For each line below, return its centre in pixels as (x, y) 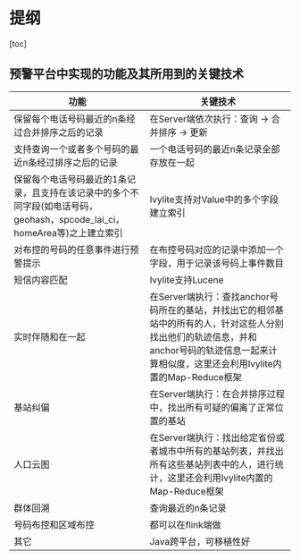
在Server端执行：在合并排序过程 (217, 394)
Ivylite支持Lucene (187, 280)
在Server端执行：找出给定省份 (213, 437)
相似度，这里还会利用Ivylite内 (221, 363)
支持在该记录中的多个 (86, 192)
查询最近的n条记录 (188, 508)
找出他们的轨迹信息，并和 (203, 336)
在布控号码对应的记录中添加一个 (217, 250)
